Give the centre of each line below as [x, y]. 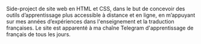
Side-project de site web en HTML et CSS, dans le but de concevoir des [96, 9]
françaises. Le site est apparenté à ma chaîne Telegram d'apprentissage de [100, 28]
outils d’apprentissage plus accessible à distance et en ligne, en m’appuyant [101, 15]
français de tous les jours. [39, 34]
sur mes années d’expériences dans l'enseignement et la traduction [91, 21]
